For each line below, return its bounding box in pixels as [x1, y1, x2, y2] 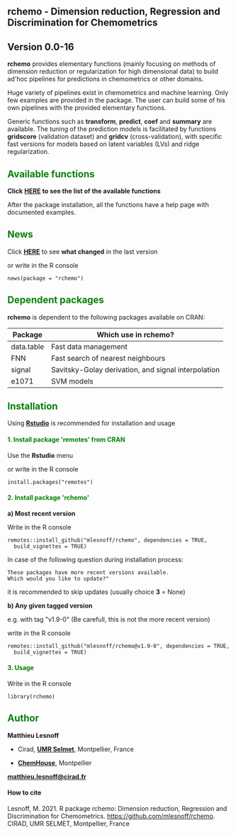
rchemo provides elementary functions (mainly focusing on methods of [7, 60, 216, 68]
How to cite [7, 788, 42, 797]
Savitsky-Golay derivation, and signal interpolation [50, 364, 220, 374]
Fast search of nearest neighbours [50, 353, 166, 363]
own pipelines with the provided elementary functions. [7, 103, 167, 112]
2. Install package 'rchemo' [7, 493, 90, 502]
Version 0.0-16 [7, 40, 74, 52]
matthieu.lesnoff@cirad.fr [7, 772, 86, 780]
